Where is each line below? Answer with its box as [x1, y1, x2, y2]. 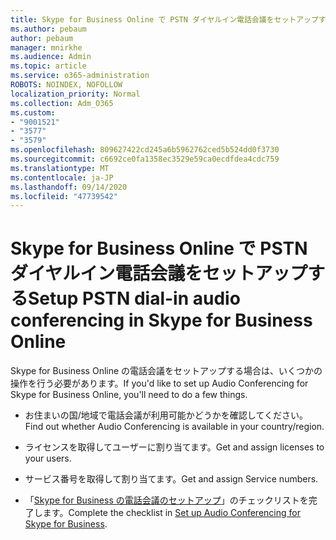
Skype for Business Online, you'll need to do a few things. [10, 389, 248, 401]
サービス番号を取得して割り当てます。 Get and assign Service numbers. [24, 473, 319, 485]
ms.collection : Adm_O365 [10, 98, 114, 108]
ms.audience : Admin [10, 52, 92, 62]
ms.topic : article [10, 61, 87, 71]
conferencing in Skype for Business [10, 309, 313, 332]
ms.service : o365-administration [10, 71, 150, 81]
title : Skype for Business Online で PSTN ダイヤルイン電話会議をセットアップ [10, 14, 319, 25]
